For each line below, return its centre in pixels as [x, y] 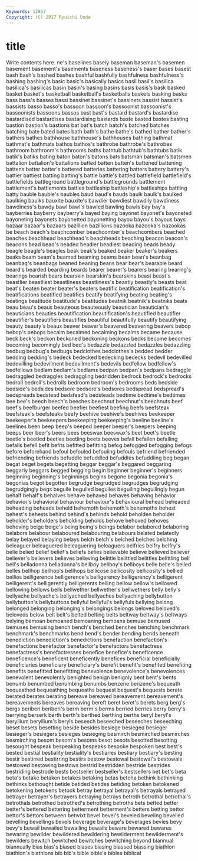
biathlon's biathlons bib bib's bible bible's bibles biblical [74, 853]
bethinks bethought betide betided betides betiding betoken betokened [93, 784]
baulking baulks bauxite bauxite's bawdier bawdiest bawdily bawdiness [93, 201]
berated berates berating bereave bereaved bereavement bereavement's [95, 696]
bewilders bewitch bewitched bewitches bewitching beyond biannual [90, 841]
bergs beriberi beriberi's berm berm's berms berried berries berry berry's [96, 709]
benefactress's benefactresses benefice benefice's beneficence [85, 653]
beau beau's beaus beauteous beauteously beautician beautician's [88, 307]
